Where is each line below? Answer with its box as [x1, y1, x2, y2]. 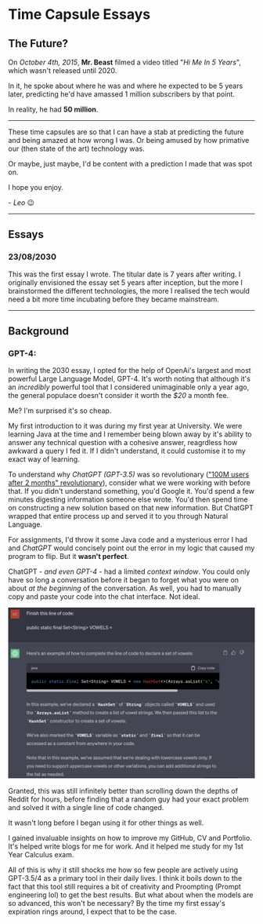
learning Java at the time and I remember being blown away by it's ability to [8, 429, 252, 439]
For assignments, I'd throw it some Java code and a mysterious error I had [8, 535, 248, 545]
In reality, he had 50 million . [8, 104, 99, 114]
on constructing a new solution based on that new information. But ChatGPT [8, 503, 254, 513]
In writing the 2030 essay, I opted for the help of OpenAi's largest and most [8, 366, 252, 375]
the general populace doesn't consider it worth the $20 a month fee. [8, 391, 229, 400]
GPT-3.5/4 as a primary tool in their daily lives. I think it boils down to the [8, 873, 243, 882]
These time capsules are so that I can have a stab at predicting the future [8, 127, 244, 137]
